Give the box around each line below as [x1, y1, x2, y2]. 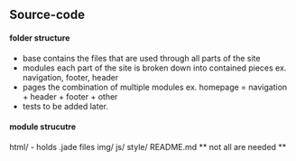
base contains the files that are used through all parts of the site [22, 52, 261, 63]
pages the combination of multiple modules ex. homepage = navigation [22, 81, 288, 92]
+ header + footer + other [22, 90, 118, 102]
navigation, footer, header [22, 71, 119, 82]
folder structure [9, 32, 70, 43]
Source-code [9, 7, 86, 23]
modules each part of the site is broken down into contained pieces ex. [22, 62, 287, 73]
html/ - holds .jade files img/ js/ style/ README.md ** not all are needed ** [9, 141, 287, 152]
